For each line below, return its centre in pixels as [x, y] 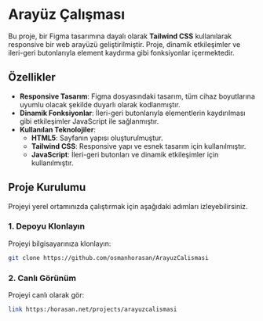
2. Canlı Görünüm [42, 278]
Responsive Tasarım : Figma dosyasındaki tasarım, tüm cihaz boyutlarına [137, 96]
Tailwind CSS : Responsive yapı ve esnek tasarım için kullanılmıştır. [139, 146]
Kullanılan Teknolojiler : [58, 129]
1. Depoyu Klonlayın [46, 226]
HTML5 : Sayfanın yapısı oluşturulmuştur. [97, 138]
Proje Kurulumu [47, 188]
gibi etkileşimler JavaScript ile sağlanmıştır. [89, 121]
